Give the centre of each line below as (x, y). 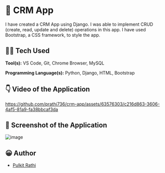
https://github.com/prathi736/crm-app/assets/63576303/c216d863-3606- (82, 104)
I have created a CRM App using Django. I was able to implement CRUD (79, 24)
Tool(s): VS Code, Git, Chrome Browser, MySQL (55, 63)
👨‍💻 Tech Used (27, 51)
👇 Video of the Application (48, 90)
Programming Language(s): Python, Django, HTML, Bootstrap (70, 73)
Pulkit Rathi (24, 165)
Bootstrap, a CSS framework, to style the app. (53, 35)
